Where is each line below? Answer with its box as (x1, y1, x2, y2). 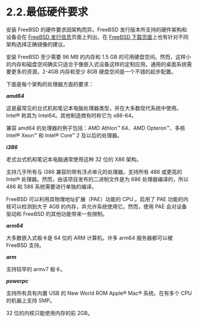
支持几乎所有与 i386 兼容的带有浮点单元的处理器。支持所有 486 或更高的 (6, 168, 183, 175)
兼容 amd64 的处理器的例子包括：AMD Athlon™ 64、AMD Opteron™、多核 (6, 124, 186, 132)
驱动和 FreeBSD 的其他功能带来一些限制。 (6, 210, 108, 217)
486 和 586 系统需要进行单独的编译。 (6, 183, 97, 190)
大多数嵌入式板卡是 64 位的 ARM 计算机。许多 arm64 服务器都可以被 (6, 234, 173, 241)
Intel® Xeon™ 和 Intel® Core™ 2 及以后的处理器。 (6, 132, 123, 139)
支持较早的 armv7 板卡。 (6, 265, 66, 272)
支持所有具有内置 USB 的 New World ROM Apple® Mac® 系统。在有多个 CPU (6, 290, 192, 297)
